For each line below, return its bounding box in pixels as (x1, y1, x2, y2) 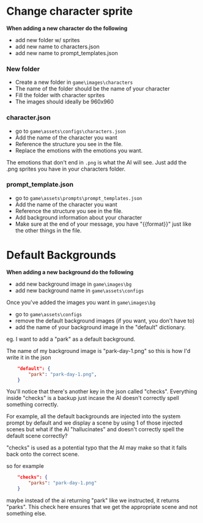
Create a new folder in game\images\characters (15, 78, 133, 86)
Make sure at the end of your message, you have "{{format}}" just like (15, 220, 191, 228)
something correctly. (6, 401, 59, 408)
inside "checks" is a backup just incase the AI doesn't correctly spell (6, 395, 179, 402)
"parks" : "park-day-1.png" (28, 480, 97, 486)
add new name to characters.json (15, 43, 100, 50)
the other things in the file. (15, 226, 82, 234)
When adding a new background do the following (6, 268, 134, 276)
